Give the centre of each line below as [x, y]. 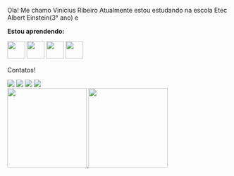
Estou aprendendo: [36, 31]
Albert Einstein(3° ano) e [43, 18]
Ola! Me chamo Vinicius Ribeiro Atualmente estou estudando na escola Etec [117, 10]
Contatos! [21, 70]
